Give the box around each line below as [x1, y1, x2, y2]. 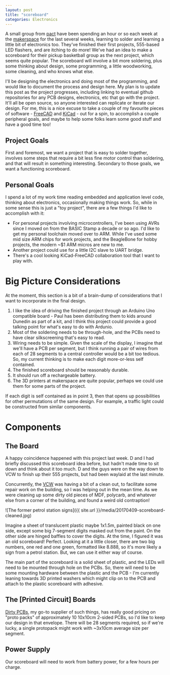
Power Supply [5, 645, 51, 654]
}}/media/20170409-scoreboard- [96, 507, 165, 513]
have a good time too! [5, 121, 51, 127]
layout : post [5, 7, 33, 13]
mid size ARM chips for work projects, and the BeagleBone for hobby [12, 237, 157, 242]
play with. [12, 258, 33, 264]
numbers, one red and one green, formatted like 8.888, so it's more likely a [5, 544, 161, 550]
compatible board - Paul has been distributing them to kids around [12, 313, 152, 319]
